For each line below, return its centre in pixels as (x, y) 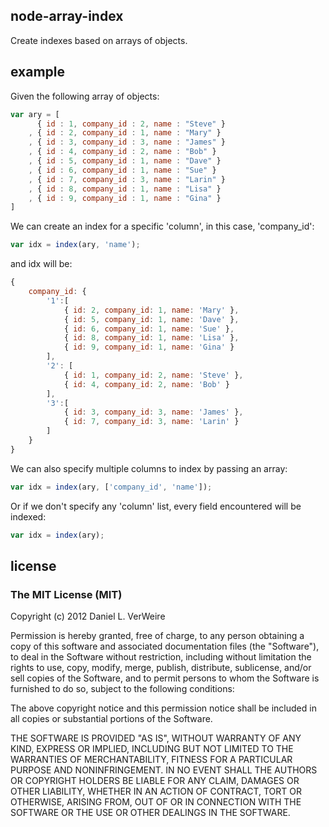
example (38, 72)
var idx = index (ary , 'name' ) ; (75, 245)
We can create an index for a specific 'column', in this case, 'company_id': (162, 226)
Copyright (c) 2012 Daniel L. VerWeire (88, 616)
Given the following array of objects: (85, 96)
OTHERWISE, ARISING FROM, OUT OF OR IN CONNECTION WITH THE (156, 802)
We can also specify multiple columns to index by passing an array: (149, 468)
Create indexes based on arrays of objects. (99, 40)
